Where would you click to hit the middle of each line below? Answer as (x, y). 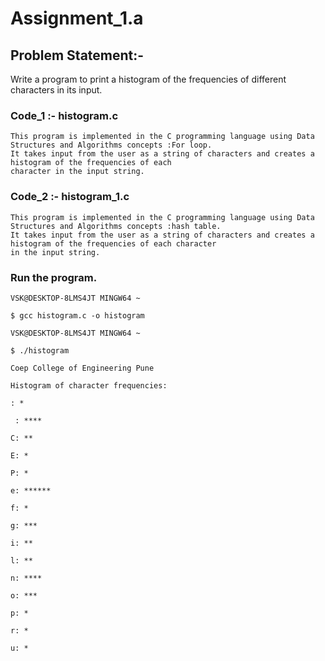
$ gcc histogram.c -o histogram (77, 315)
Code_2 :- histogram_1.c (70, 197)
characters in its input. (56, 90)
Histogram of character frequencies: (89, 385)
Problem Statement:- (77, 55)
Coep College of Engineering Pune (82, 368)
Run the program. (54, 277)
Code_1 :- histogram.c (64, 115)
